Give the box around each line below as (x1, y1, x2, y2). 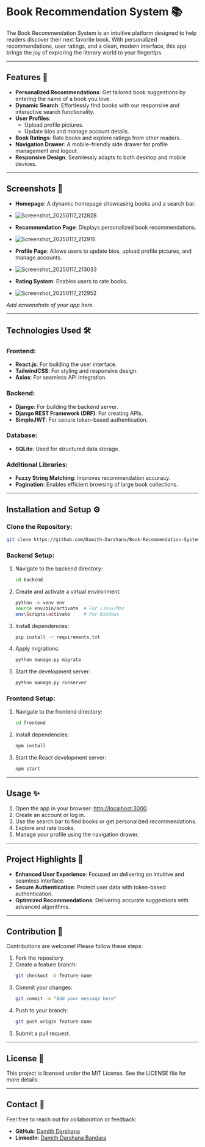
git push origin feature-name (15, 1018, 93, 1025)
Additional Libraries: (6, 460, 68, 469)
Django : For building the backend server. (15, 403, 118, 410)
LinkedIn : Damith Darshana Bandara (15, 1134, 107, 1141)
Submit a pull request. (15, 1029, 71, 1037)
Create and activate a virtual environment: (15, 588, 121, 595)
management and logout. (15, 147, 79, 154)
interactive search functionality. (15, 108, 95, 115)
